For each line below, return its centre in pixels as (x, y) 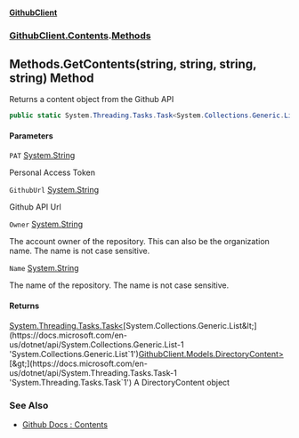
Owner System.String (46, 224)
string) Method (52, 78)
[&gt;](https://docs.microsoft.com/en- (79, 363)
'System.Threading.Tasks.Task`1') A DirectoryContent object (119, 382)
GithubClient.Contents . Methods (80, 36)
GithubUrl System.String (54, 190)
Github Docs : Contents (65, 424)
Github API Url (36, 207)
